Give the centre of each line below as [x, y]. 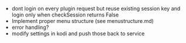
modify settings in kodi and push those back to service [78, 34]
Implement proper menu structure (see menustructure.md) [83, 21]
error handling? [30, 27]
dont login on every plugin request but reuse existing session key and [96, 9]
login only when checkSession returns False [65, 15]
